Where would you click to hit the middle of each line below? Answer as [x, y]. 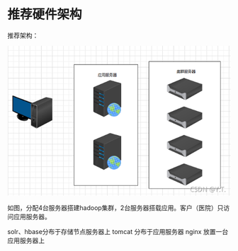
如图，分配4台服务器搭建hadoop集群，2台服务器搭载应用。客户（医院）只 [115, 208]
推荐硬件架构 [45, 14]
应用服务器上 [26, 240]
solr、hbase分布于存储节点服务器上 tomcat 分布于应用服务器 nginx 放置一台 [118, 231]
